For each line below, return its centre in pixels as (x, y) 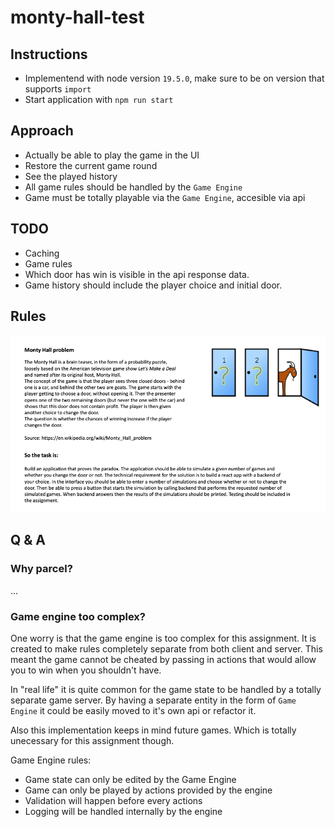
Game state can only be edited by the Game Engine (130, 779)
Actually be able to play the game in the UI (112, 155)
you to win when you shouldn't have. (86, 670)
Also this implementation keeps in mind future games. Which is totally (153, 730)
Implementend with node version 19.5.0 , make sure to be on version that (174, 78)
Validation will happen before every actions (113, 800)
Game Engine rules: (51, 760)
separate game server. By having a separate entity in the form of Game (153, 700)
